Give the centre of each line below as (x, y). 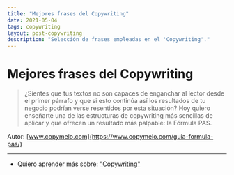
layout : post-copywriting (45, 33)
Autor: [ (18, 137)
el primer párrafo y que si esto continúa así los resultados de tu (115, 101)
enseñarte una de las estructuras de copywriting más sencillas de (119, 116)
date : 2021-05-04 (32, 20)
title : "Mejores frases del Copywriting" (68, 14)
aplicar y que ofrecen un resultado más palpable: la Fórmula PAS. (118, 123)
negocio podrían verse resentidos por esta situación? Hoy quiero (117, 108)
